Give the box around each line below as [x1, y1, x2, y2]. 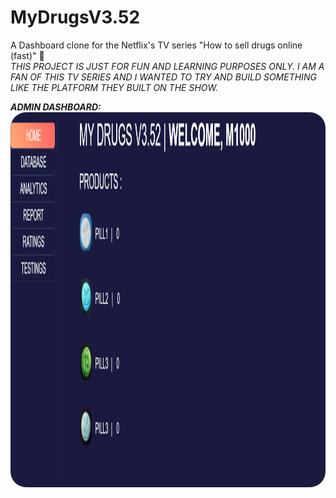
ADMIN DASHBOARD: [10, 101, 102, 113]
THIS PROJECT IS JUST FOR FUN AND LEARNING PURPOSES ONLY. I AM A [10, 60, 325, 72]
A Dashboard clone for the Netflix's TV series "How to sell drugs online [10, 39, 303, 51]
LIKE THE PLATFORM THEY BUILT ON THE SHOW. [10, 81, 218, 93]
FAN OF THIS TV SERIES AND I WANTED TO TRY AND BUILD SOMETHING [10, 71, 317, 83]
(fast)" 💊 [10, 49, 45, 61]
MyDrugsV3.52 [10, 6, 141, 29]
